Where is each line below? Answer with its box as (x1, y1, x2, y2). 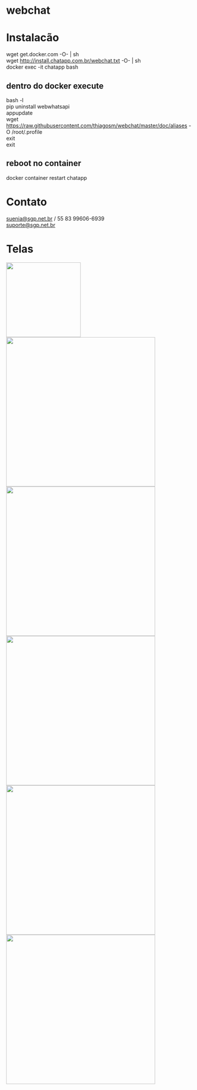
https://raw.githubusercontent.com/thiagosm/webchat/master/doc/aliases (6, 122, 187, 129)
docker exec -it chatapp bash (6, 63, 79, 71)
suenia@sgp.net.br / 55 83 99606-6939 (6, 215, 105, 222)
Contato (6, 195, 48, 209)
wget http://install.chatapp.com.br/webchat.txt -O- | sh (6, 57, 141, 65)
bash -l (6, 96, 24, 103)
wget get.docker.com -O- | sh (6, 51, 79, 58)
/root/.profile (11, 128, 43, 135)
